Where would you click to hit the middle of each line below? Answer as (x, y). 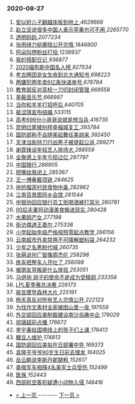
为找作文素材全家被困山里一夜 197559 (62, 307)
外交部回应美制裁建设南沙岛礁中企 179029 (67, 315)
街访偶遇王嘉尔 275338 (44, 225)
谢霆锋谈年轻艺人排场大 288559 (55, 150)
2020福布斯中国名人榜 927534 (53, 67)
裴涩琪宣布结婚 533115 (43, 112)
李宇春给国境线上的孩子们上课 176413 (61, 330)
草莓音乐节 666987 (39, 97)
